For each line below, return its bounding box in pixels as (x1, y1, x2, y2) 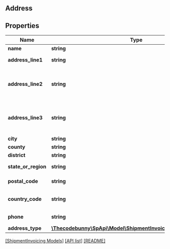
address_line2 (8, 81, 43, 88)
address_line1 (8, 56, 43, 64)
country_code (8, 196, 42, 203)
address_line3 (8, 114, 43, 121)
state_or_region (8, 163, 47, 170)
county (8, 143, 25, 150)
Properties (5, 21, 39, 30)
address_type (8, 225, 42, 232)
